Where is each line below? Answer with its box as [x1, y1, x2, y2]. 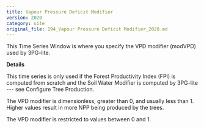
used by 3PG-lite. [6, 49, 51, 57]
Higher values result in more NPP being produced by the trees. [6, 104, 164, 112]
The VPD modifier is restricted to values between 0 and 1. [6, 116, 151, 123]
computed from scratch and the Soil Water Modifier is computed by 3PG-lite [6, 79, 199, 87]
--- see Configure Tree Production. [6, 86, 95, 93]
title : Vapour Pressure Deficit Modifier [6, 9, 114, 15]
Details [6, 61, 25, 68]
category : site [6, 20, 45, 26]
